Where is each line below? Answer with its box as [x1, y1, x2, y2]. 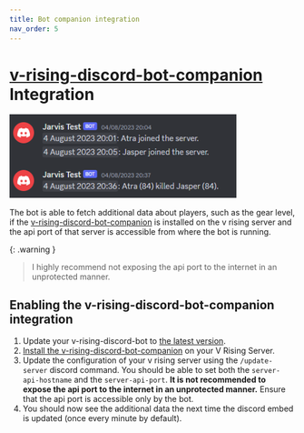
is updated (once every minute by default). [22, 413, 182, 424]
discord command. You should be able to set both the [49, 365, 250, 376]
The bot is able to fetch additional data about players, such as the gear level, [9, 206, 296, 217]
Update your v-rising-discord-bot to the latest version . [22, 336, 227, 347]
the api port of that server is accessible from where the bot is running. [9, 226, 271, 237]
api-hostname [22, 376, 73, 386]
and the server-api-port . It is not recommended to [74, 374, 266, 386]
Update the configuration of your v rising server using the [22, 355, 239, 366]
